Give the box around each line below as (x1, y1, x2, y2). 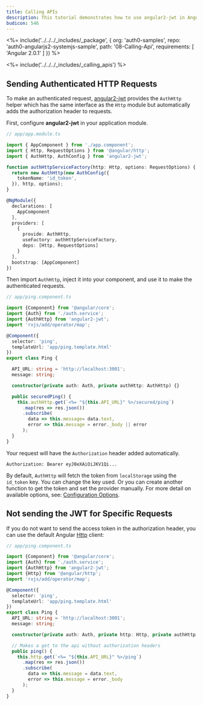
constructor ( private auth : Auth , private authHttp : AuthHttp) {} (11, 382, 180, 389)
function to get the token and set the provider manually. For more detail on (6, 484, 192, 492)
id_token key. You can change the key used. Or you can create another (6, 478, 183, 486)
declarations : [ (11, 203, 53, 209)
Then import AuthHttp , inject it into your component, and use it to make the (6, 276, 192, 283)
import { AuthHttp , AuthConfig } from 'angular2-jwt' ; (6, 153, 147, 159)
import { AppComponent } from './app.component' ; (6, 142, 134, 148)
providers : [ (11, 220, 45, 226)
